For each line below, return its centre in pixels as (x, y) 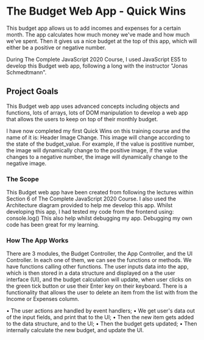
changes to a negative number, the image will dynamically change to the (97, 157)
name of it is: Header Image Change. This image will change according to (98, 137)
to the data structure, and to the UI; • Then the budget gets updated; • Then (102, 324)
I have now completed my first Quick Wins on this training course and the (98, 131)
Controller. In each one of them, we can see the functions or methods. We (99, 260)
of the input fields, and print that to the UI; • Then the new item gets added (100, 317)
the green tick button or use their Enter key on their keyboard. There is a (97, 286)
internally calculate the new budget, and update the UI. (75, 330)
